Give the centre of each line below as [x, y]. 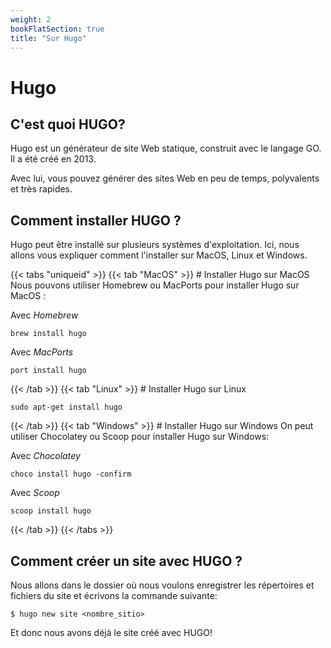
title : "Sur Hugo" [48, 38]
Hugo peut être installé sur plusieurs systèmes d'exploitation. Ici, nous [155, 245]
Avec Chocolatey [45, 456]
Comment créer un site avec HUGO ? [126, 561]
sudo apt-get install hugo [66, 407]
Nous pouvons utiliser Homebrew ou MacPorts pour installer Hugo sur [155, 285]
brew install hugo [48, 334]
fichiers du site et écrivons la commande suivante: [114, 595]
